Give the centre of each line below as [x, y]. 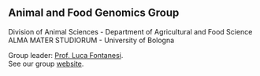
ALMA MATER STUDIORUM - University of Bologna [91, 40]
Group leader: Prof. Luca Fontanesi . [66, 55]
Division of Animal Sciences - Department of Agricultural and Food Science [130, 31]
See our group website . [46, 63]
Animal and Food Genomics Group [94, 13]
